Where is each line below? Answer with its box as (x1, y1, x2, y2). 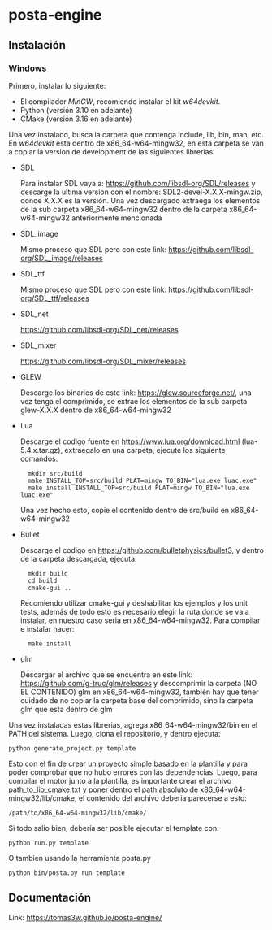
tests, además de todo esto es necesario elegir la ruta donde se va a (19, 606, 249, 616)
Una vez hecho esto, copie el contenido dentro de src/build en (19, 505, 230, 515)
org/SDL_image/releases (19, 253, 103, 263)
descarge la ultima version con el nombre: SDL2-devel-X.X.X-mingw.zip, (19, 187, 263, 197)
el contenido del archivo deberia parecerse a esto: (78, 793, 248, 802)
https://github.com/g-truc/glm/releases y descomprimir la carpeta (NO (19, 678, 257, 688)
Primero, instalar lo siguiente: (8, 80, 106, 90)
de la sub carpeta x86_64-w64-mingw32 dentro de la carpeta (19, 204, 228, 214)
